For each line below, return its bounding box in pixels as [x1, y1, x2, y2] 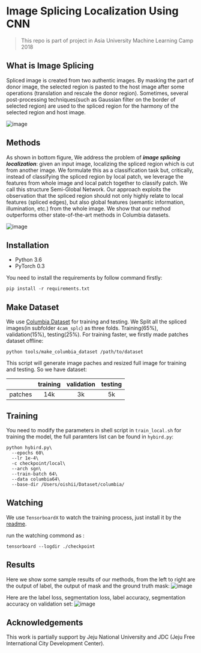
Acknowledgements [6, 618, 83, 628]
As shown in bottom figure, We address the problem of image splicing [6, 153, 181, 161]
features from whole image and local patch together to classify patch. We [6, 179, 188, 186]
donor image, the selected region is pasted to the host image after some [6, 83, 185, 90]
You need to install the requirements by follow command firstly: [6, 274, 163, 281]
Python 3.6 [14, 256, 42, 263]
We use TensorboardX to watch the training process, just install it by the [6, 514, 181, 521]
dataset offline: [6, 337, 44, 345]
